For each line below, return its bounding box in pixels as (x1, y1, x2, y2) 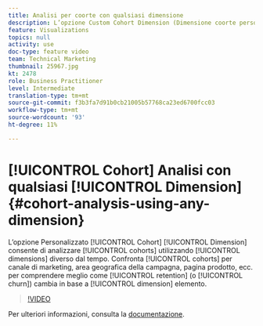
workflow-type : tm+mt (8, 107, 79, 114)
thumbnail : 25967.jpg (8, 63, 79, 71)
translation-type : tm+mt (8, 92, 89, 100)
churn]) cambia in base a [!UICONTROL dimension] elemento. (8, 279, 207, 288)
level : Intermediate (8, 84, 76, 92)
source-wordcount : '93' (8, 114, 86, 121)
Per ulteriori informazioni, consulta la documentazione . (8, 309, 186, 318)
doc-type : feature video (8, 48, 89, 56)
